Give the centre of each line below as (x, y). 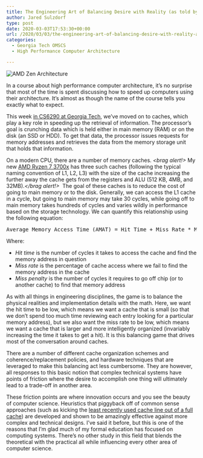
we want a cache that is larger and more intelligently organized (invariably (98, 328)
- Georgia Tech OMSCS (39, 46)
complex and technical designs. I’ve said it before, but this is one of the (95, 422)
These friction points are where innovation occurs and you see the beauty (98, 397)
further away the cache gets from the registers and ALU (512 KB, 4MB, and (100, 179)
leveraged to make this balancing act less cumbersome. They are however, (99, 366)
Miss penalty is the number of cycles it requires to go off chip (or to (99, 278)
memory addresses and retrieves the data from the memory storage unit (96, 142)
